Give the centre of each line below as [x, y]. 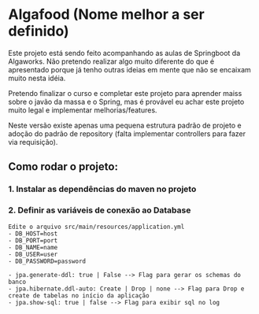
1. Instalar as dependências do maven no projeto [102, 189]
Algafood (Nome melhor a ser [106, 15]
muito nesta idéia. [37, 78]
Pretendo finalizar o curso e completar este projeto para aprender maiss [125, 93]
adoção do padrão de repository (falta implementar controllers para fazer [127, 133]
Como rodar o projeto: [63, 167]
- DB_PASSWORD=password [47, 261]
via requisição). [33, 142]
